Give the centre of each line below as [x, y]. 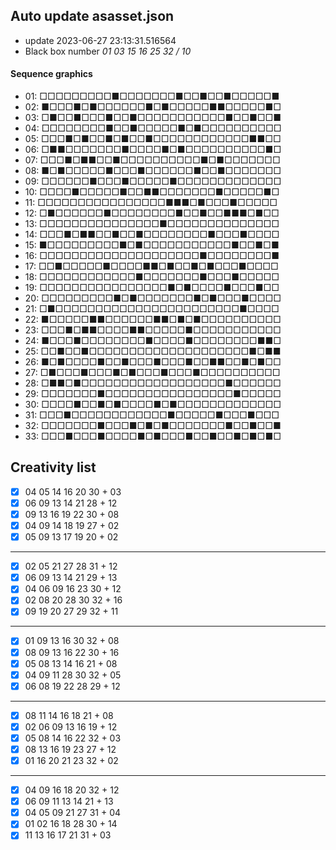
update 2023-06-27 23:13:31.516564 [100, 40]
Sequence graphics [51, 74]
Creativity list [53, 467]
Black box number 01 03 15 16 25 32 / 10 [108, 51]
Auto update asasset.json [92, 16]
